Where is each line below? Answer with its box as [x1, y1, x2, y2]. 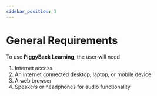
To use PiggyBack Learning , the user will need [6, 53, 121, 60]
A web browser [14, 77, 52, 84]
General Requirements [6, 33, 118, 47]
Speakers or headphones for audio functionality [14, 83, 131, 90]
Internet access [14, 64, 53, 71]
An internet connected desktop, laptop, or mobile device [14, 71, 152, 78]
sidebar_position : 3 [6, 8, 57, 15]
